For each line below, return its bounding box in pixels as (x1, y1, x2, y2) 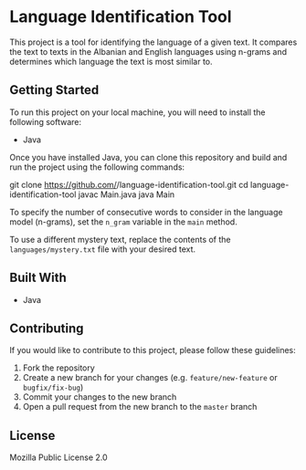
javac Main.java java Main (78, 189, 175, 200)
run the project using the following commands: (9, 162, 185, 172)
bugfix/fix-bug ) (22, 381, 84, 393)
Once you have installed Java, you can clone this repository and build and (9, 151, 288, 162)
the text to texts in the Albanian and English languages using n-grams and (9, 46, 288, 57)
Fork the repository (22, 362, 96, 373)
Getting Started (9, 82, 100, 98)
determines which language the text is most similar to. (9, 56, 213, 67)
